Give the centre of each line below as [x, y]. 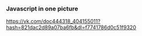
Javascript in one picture [42, 9]
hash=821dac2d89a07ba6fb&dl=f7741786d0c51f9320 [71, 27]
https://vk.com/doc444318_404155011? [53, 21]
